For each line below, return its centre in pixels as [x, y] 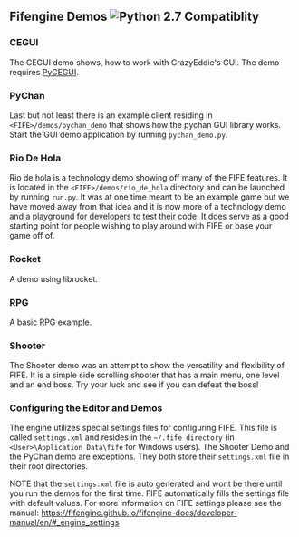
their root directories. [49, 466]
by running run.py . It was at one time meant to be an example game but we [149, 197]
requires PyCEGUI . [44, 72]
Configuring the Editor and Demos [86, 408]
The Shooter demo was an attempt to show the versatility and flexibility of [147, 366]
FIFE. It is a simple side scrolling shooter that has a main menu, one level [145, 375]
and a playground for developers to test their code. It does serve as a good [149, 216]
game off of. [32, 236]
